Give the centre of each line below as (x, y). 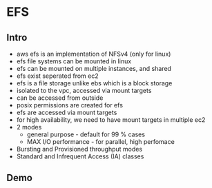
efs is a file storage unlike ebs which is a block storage (94, 83)
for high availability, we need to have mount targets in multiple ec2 (111, 120)
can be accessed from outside (60, 98)
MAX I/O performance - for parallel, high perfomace (101, 142)
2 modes (29, 127)
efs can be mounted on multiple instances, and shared (94, 69)
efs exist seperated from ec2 (57, 76)
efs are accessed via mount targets (67, 112)
